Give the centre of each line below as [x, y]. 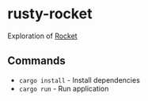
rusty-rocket [50, 14]
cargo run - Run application [64, 88]
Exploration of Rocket [42, 36]
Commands [37, 61]
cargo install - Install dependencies [79, 80]
